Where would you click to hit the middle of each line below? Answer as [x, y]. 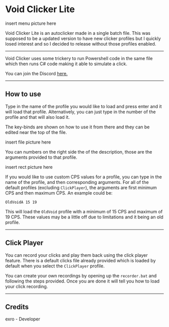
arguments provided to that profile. [41, 157]
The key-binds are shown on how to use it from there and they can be [77, 127]
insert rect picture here [29, 167]
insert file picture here [28, 142]
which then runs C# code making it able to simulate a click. [66, 64]
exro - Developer [23, 319]
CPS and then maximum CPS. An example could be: [59, 193]
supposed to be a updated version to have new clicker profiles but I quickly [83, 38]
